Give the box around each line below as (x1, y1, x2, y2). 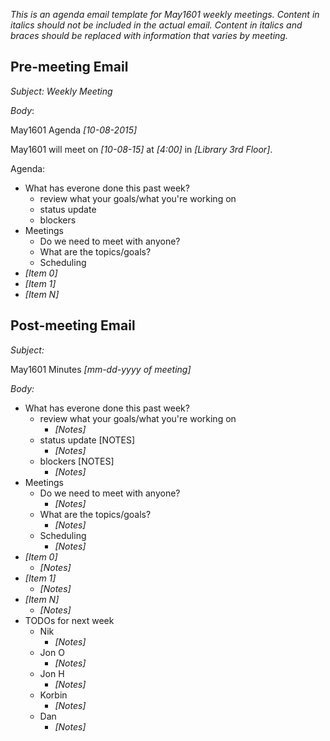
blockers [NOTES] (39, 455, 115, 467)
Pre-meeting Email (10, 59, 129, 76)
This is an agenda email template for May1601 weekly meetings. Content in (10, 9, 320, 20)
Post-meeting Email (10, 317, 136, 334)
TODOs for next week (24, 614, 115, 626)
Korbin (39, 689, 68, 701)
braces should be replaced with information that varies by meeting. (10, 30, 288, 41)
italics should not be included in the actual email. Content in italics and (10, 19, 303, 31)
